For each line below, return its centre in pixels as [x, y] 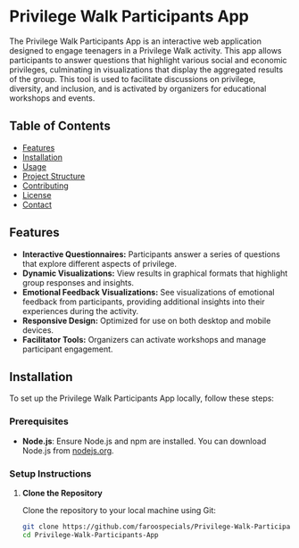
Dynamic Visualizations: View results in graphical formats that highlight [155, 273]
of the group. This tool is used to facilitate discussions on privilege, [133, 79]
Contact [37, 204]
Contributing [45, 186]
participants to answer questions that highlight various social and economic [148, 60]
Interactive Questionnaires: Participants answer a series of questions [151, 254]
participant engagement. [67, 349]
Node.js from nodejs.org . [68, 450]
